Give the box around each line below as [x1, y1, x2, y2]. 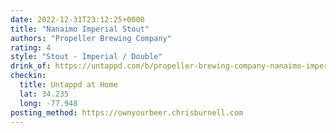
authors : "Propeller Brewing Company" [10, 33, 172, 43]
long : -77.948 [19, 98, 78, 108]
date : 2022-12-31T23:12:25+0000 [10, 14, 145, 25]
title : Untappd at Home [19, 80, 118, 90]
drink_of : [10, 61, 52, 71]
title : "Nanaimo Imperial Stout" [10, 24, 150, 34]
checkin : [10, 71, 47, 81]
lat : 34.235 [19, 89, 70, 99]
